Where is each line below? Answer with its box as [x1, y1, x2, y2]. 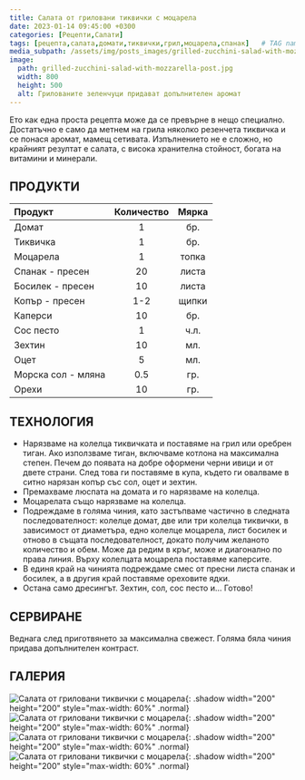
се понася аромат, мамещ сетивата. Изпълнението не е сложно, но [9, 133, 273, 144]
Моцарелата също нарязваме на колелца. [22, 496, 187, 507]
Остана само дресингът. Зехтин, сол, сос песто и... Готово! [22, 582, 253, 594]
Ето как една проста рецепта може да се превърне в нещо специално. [9, 114, 285, 125]
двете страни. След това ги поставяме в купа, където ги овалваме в [22, 467, 290, 478]
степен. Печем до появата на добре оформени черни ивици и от [22, 457, 274, 468]
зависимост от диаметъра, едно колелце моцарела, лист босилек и [22, 525, 288, 536]
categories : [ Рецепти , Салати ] [9, 30, 124, 39]
